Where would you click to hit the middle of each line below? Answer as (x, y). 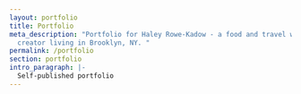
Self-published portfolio (66, 76)
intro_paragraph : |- (48, 68)
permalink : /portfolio (52, 51)
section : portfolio (46, 59)
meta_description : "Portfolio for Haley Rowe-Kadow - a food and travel (148, 34)
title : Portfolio (42, 26)
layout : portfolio (43, 17)
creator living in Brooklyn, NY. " (84, 43)
